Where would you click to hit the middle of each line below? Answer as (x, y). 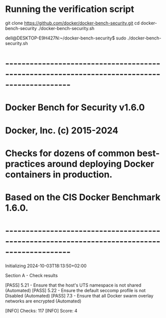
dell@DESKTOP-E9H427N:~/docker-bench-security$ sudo (66, 38)
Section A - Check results (32, 275)
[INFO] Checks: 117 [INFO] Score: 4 (41, 311)
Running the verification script (70, 9)
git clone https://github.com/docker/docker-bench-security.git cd (73, 23)
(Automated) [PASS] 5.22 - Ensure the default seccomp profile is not (76, 290)
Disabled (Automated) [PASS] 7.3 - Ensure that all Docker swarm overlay (79, 296)
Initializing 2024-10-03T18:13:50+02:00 (46, 266)
